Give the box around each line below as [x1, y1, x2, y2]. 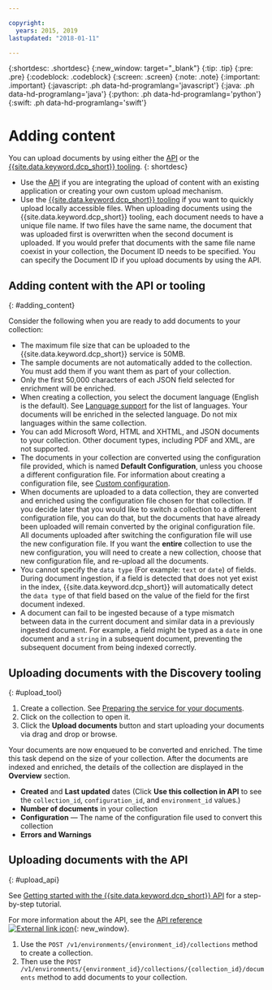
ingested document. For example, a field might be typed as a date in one [19, 625, 263, 635]
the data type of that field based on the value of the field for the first [19, 590, 250, 601]
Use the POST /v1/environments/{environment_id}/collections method [19, 939, 258, 949]
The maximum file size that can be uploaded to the [19, 340, 191, 350]
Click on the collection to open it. [19, 711, 132, 721]
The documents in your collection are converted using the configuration [19, 452, 261, 463]
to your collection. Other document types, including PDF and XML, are [19, 435, 256, 445]
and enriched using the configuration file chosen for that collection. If [19, 496, 253, 506]
